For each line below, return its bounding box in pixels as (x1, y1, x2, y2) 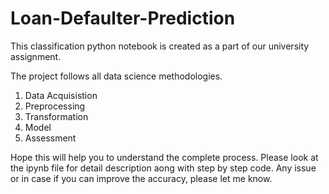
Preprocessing (24, 100, 86, 112)
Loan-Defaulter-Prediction (10, 7, 236, 30)
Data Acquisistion (24, 89, 98, 101)
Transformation (24, 110, 89, 122)
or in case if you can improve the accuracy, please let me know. (10, 172, 273, 184)
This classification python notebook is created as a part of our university (10, 40, 310, 52)
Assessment (24, 132, 77, 144)
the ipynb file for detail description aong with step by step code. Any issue (10, 162, 317, 174)
